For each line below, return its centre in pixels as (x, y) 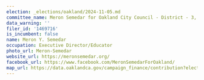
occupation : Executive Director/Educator (59, 46)
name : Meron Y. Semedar (36, 40)
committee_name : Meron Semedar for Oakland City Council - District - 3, (102, 17)
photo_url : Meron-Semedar (39, 51)
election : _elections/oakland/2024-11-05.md (63, 12)
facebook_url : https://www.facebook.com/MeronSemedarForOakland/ (90, 62)
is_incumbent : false (32, 34)
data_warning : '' (28, 23)
